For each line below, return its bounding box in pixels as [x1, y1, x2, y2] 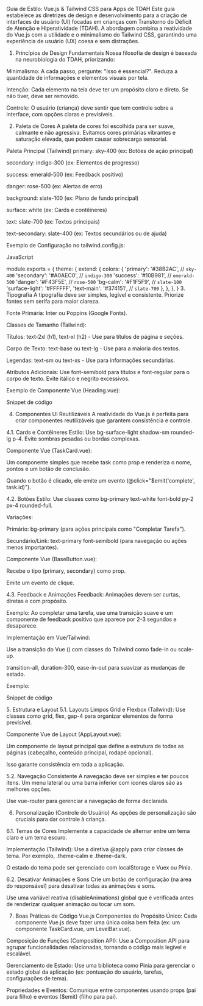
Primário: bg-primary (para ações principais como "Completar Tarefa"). [6, 525, 186, 533]
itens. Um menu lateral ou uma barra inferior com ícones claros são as [6, 779, 183, 786]
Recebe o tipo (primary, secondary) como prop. [6, 567, 126, 575]
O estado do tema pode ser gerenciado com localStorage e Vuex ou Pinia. [6, 864, 193, 871]
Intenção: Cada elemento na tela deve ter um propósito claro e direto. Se [6, 86, 189, 93]
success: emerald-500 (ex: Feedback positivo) [6, 171, 124, 178]
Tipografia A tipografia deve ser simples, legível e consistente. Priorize [6, 291, 184, 298]
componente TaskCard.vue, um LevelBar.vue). [15, 926, 132, 932]
